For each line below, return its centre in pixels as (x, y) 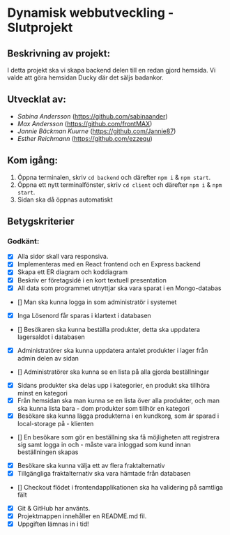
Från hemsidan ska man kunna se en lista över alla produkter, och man (118, 400)
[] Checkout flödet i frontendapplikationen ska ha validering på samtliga (120, 488)
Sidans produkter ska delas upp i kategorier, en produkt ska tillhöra (114, 385)
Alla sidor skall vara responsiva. (63, 257)
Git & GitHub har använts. (54, 508)
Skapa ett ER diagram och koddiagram (72, 272)
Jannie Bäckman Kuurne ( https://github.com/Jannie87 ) (97, 131)
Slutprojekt (40, 28)
